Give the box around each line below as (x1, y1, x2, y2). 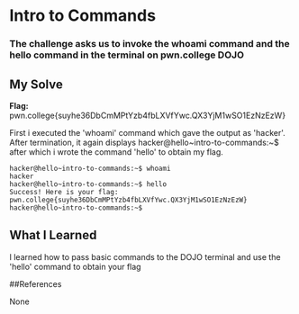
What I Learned (9, 228, 97, 243)
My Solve (9, 76, 63, 92)
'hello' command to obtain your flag (9, 261, 141, 272)
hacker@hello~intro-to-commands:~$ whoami (9, 164, 171, 173)
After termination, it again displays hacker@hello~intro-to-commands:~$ (9, 137, 279, 148)
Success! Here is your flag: (9, 187, 119, 196)
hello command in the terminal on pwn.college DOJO (9, 49, 245, 61)
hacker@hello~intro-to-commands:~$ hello (9, 179, 168, 189)
